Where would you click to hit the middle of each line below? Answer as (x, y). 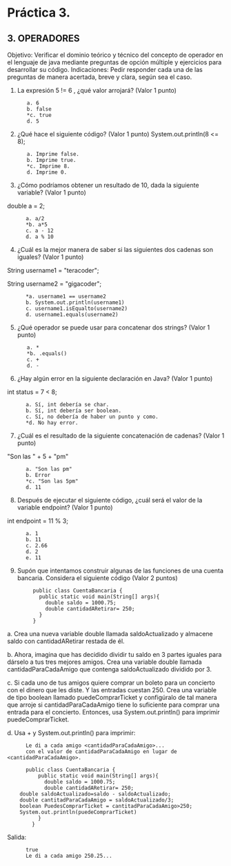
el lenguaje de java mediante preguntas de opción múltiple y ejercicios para (114, 62)
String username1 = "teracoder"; (53, 270)
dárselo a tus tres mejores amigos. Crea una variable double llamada (104, 662)
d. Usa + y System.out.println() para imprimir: (71, 733)
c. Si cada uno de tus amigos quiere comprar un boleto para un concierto (111, 683)
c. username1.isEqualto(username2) (77, 309)
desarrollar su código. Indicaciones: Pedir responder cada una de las (105, 70)
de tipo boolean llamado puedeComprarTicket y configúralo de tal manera (112, 697)
